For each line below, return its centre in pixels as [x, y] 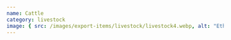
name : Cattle [25, 13]
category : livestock [36, 20]
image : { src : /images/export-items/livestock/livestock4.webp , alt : [109, 26]
